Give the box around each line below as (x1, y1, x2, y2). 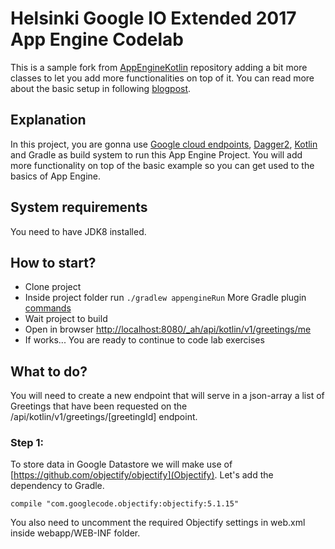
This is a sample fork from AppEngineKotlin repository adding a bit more (10, 61, 308, 73)
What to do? (10, 363, 88, 380)
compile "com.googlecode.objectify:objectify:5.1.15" (10, 499, 240, 509)
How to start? (10, 254, 97, 271)
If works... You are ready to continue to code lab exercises (24, 334, 265, 346)
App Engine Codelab (10, 28, 185, 51)
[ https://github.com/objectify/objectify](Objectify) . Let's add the (10, 469, 274, 481)
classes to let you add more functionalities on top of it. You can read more (10, 72, 315, 84)
